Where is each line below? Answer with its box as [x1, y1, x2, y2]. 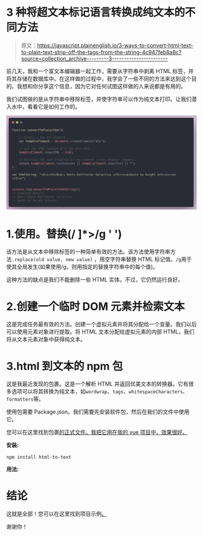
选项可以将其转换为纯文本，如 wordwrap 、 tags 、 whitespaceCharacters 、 [11, 388, 188, 395]
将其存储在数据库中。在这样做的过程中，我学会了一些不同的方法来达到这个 [6, 75, 192, 82]
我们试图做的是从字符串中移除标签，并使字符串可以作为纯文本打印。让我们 [6, 95, 192, 103]
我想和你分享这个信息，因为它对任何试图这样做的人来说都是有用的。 [16, 82, 186, 89]
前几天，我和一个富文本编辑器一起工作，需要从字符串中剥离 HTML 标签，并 [6, 67, 194, 74]
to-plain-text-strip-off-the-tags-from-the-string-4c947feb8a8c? [21, 48, 182, 56]
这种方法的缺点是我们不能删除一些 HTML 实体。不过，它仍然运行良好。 [6, 276, 183, 283]
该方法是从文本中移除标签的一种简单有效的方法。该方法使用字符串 [6, 248, 170, 256]
